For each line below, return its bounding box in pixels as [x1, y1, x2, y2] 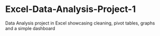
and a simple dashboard [5, 25, 55, 31]
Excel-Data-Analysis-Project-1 [5, 3, 136, 15]
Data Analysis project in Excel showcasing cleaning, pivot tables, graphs [5, 20, 155, 26]
